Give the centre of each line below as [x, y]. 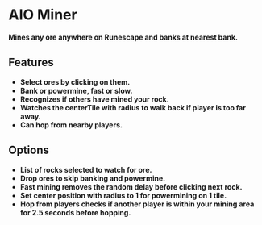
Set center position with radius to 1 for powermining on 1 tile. [123, 195]
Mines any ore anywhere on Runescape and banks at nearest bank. [123, 37]
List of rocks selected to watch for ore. [86, 169]
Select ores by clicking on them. [75, 81]
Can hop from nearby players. [71, 125]
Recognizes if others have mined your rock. [94, 99]
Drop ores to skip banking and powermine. [93, 178]
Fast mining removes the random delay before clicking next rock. [131, 186]
